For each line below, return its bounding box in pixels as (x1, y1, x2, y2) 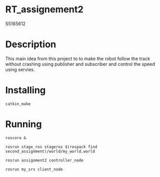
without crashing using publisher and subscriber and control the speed (5, 61, 155, 67)
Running (5, 119, 42, 130)
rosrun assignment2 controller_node (5, 158, 84, 163)
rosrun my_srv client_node (5, 167, 63, 172)
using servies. (5, 66, 35, 72)
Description (5, 38, 56, 50)
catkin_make (5, 101, 31, 106)
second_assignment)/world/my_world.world (5, 149, 95, 154)
